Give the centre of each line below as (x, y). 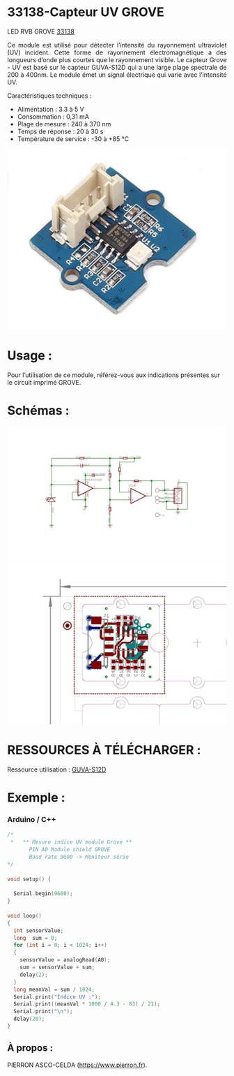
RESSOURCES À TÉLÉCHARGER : (104, 750)
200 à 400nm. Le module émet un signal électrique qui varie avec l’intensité (117, 75)
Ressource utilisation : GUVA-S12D (57, 769)
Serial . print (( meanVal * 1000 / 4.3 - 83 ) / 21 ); (87, 1004)
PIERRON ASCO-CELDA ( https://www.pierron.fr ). (77, 1065)
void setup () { (29, 879)
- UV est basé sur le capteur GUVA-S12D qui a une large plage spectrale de (117, 67)
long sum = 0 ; (36, 938)
